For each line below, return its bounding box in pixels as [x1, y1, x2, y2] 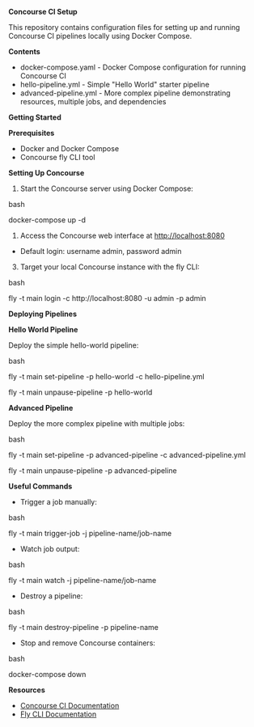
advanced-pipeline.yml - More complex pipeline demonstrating [19, 88, 231, 98]
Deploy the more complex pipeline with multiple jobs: [8, 419, 185, 428]
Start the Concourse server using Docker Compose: [19, 184, 194, 193]
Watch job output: [19, 544, 80, 553]
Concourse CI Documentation [19, 701, 120, 710]
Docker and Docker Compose [19, 144, 120, 153]
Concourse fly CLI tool [19, 153, 95, 162]
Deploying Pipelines [8, 309, 78, 319]
